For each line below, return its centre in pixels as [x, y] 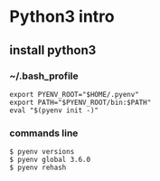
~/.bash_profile [44, 76]
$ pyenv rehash [38, 168]
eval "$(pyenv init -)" [54, 110]
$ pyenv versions [42, 152]
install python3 [53, 50]
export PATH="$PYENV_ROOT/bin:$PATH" [80, 102]
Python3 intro [62, 17]
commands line [44, 133]
